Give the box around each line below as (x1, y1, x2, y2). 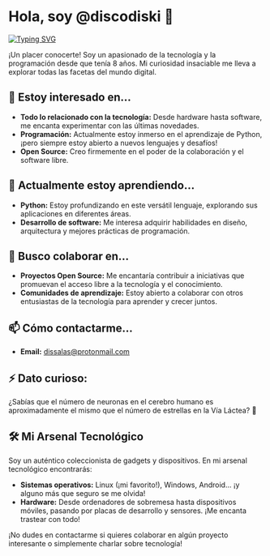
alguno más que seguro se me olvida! (19, 488, 146, 498)
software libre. (19, 155, 69, 165)
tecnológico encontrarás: (8, 464, 92, 473)
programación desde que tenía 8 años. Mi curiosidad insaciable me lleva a (8, 58, 257, 68)
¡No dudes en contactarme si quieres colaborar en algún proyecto (8, 530, 229, 540)
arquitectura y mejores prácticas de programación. (19, 226, 191, 236)
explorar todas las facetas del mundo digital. (8, 66, 156, 76)
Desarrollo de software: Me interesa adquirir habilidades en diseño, (19, 217, 248, 227)
